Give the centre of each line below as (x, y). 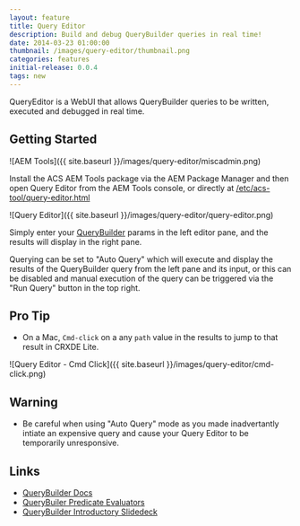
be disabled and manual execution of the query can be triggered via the (141, 278)
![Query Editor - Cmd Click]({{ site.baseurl (87, 364)
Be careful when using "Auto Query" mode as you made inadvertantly (150, 424)
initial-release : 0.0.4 (54, 68)
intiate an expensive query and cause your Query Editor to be (135, 434)
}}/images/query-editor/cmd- (220, 364)
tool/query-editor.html (50, 197)
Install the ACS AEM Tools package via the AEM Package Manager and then (149, 178)
